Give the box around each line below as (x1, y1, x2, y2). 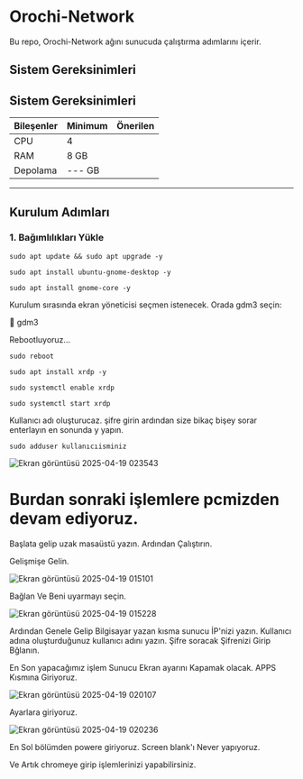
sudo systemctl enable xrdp (9, 383, 115, 392)
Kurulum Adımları (9, 205, 110, 220)
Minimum (66, 120, 108, 133)
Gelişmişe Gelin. (9, 555, 69, 566)
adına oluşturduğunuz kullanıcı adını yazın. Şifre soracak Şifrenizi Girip (9, 635, 271, 646)
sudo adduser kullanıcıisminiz (9, 442, 127, 451)
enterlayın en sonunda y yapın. (9, 424, 124, 435)
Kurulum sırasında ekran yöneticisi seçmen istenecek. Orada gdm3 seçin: (9, 299, 282, 310)
